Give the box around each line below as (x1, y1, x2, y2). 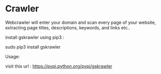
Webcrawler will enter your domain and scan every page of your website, (5, 19, 156, 25)
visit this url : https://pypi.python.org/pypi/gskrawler (5, 63, 112, 69)
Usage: (5, 53, 20, 60)
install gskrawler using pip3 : (5, 34, 64, 40)
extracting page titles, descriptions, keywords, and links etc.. (5, 24, 130, 30)
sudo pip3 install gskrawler (5, 44, 61, 50)
